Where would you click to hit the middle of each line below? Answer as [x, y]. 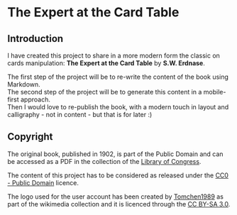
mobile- [215, 92]
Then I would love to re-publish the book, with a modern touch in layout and [118, 107]
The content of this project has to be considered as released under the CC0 [118, 175]
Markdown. [24, 84]
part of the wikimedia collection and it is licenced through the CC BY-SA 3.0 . [119, 204]
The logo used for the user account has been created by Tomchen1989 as [115, 197]
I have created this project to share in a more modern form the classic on [114, 55]
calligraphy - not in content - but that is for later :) [80, 115]
